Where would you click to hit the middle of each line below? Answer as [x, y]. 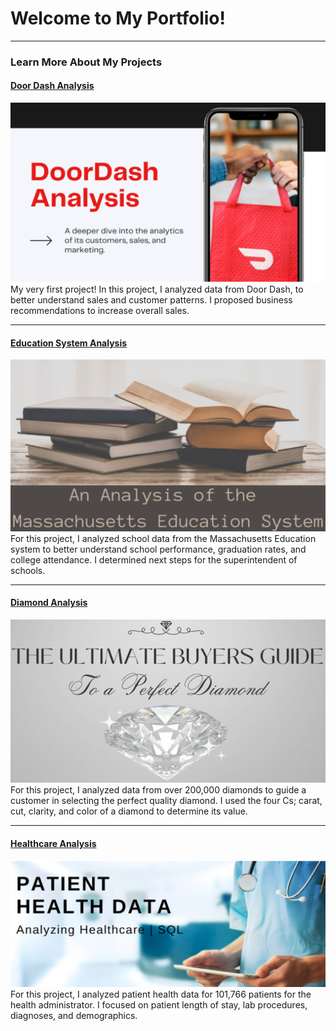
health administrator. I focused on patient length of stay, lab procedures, [159, 1005]
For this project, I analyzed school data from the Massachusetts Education [163, 538]
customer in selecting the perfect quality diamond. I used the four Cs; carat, [166, 801]
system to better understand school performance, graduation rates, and [158, 549]
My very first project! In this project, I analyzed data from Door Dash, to [157, 289]
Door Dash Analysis [52, 86]
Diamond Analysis [49, 603]
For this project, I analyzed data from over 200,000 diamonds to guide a [158, 790]
